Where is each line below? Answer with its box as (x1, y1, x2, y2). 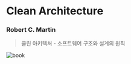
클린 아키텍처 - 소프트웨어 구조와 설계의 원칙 (21, 40, 126, 47)
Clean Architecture (6, 4, 104, 18)
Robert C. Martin (6, 26, 56, 34)
